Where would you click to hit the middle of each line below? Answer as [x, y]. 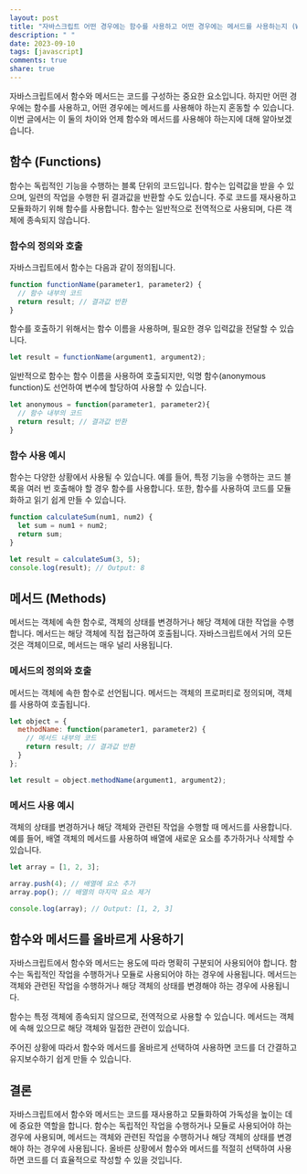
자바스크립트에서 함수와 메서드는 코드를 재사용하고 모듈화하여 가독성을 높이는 [146, 1115]
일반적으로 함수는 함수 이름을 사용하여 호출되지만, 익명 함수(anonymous [138, 376]
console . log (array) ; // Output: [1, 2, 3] [91, 909]
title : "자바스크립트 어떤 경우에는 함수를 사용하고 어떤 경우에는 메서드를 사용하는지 [148, 26]
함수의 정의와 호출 [47, 246]
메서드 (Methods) [58, 598]
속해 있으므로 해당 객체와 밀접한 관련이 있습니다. [104, 1028]
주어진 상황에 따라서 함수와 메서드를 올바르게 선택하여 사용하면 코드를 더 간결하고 [153, 1048]
